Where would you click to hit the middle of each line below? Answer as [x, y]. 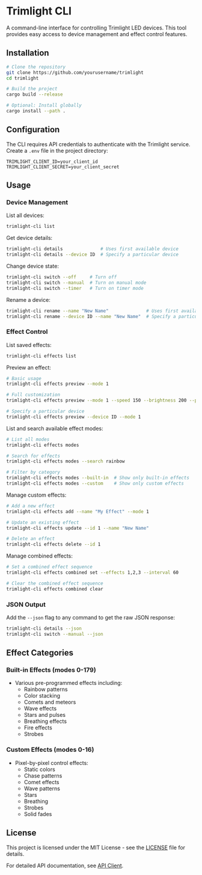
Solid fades [38, 814]
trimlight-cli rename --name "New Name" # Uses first [93, 311]
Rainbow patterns [46, 689]
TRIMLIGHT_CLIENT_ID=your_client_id [52, 161]
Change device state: [32, 266]
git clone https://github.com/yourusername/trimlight [75, 72]
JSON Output [26, 604]
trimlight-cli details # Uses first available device [93, 249]
